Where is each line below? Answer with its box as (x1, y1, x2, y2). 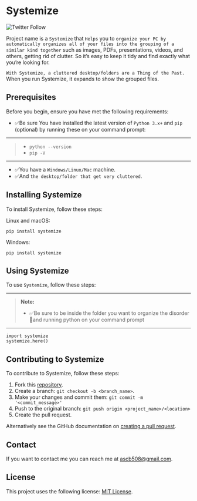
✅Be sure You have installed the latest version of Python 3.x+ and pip (14, 119, 183, 126)
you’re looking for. (6, 59, 50, 66)
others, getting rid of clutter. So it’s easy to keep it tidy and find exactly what (6, 52, 191, 59)
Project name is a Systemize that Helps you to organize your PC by (6, 35, 166, 42)
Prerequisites (6, 92, 56, 102)
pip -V (29, 150, 46, 156)
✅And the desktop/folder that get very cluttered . (14, 172, 142, 180)
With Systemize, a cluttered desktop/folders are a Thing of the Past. (6, 70, 185, 76)
